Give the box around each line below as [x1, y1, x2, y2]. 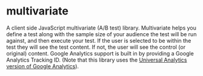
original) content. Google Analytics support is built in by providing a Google [6, 49, 194, 57]
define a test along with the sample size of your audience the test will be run [6, 30, 197, 37]
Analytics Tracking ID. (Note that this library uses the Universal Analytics [6, 56, 187, 63]
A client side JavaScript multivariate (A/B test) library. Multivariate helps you [6, 24, 197, 31]
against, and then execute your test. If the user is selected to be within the [6, 37, 191, 44]
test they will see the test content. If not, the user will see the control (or [6, 43, 186, 51]
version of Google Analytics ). [6, 62, 79, 70]
